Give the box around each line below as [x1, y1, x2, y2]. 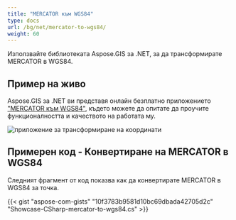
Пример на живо [7, 77, 87, 89]
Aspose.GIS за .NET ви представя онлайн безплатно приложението [7, 97, 211, 105]
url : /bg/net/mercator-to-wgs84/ [7, 23, 107, 31]
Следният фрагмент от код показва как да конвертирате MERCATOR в [7, 175, 222, 185]
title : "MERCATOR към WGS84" [7, 10, 94, 18]
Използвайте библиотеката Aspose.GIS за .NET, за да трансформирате [7, 50, 222, 58]
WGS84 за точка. [7, 183, 59, 192]
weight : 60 [7, 30, 40, 38]
